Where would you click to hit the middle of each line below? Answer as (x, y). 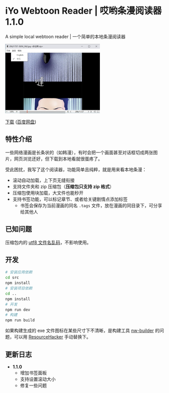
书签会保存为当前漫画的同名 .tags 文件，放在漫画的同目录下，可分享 (91, 205)
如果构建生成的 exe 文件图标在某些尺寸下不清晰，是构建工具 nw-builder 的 (82, 331)
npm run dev (18, 310)
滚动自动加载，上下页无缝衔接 (43, 180)
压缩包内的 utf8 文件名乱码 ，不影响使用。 (48, 242)
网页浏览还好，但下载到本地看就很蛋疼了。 (58, 159)
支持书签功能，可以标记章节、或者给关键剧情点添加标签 (70, 199)
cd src (12, 278)
